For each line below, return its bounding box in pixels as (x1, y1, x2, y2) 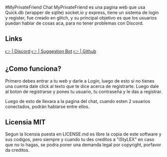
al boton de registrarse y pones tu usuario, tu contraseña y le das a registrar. (5, 88, 163, 94)
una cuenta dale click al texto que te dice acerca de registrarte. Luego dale (5, 83, 159, 89)
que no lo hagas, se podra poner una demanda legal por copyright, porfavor (5, 142, 162, 148)
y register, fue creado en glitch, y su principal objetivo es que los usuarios (5, 15, 157, 20)
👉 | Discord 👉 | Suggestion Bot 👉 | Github (5, 48, 96, 54)
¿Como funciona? (5, 64, 61, 73)
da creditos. (5, 147, 30, 153)
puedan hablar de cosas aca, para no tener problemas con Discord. (5, 20, 144, 26)
